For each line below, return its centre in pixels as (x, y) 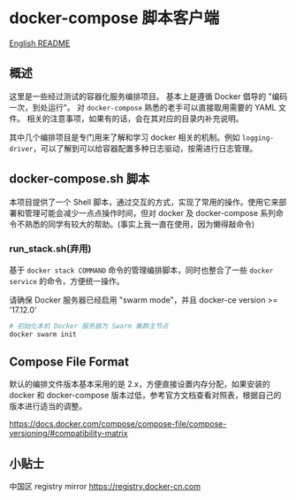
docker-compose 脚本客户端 (114, 18)
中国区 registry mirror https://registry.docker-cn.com (105, 487)
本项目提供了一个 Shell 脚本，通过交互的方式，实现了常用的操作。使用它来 (144, 202)
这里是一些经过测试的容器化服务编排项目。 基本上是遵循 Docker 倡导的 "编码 (148, 96)
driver (21, 149)
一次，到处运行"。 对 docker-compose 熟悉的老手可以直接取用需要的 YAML (143, 107)
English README (40, 43)
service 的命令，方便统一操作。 (67, 281)
